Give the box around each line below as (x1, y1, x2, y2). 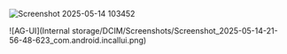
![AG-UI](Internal (9, 26, 71, 35)
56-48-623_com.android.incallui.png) (9, 35, 147, 45)
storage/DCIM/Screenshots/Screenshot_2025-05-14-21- (72, 26, 278, 35)
